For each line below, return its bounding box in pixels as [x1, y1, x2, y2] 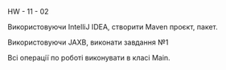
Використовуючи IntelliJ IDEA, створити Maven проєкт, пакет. [7, 22, 218, 31]
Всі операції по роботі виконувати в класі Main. [7, 53, 171, 62]
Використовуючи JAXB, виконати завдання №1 [7, 37, 169, 47]
